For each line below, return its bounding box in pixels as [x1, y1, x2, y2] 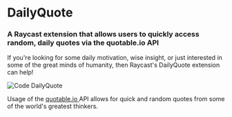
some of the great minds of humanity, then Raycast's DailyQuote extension [7, 61, 220, 70]
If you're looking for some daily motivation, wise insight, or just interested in [7, 54, 223, 62]
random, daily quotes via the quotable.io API [7, 38, 159, 47]
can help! [7, 68, 34, 76]
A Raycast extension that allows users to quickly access [7, 30, 200, 39]
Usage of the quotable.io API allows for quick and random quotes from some [7, 95, 225, 103]
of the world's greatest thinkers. [7, 102, 99, 111]
